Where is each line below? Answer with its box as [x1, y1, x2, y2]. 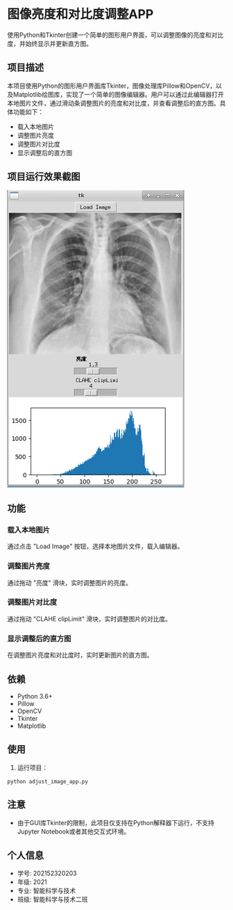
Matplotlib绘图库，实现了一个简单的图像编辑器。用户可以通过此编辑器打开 [12, 90, 224, 98]
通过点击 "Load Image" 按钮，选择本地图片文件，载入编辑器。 [7, 542, 184, 550]
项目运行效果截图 [7, 171, 80, 183]
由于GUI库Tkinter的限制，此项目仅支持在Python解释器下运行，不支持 [17, 818, 215, 827]
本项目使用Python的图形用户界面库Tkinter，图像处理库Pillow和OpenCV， [7, 81, 216, 90]
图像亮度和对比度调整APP [7, 6, 154, 22]
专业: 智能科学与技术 [17, 886, 76, 895]
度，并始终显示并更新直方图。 [7, 39, 92, 47]
